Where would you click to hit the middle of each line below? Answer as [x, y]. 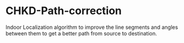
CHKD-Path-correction [64, 11]
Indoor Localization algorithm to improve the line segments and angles [92, 27]
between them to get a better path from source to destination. [81, 33]
